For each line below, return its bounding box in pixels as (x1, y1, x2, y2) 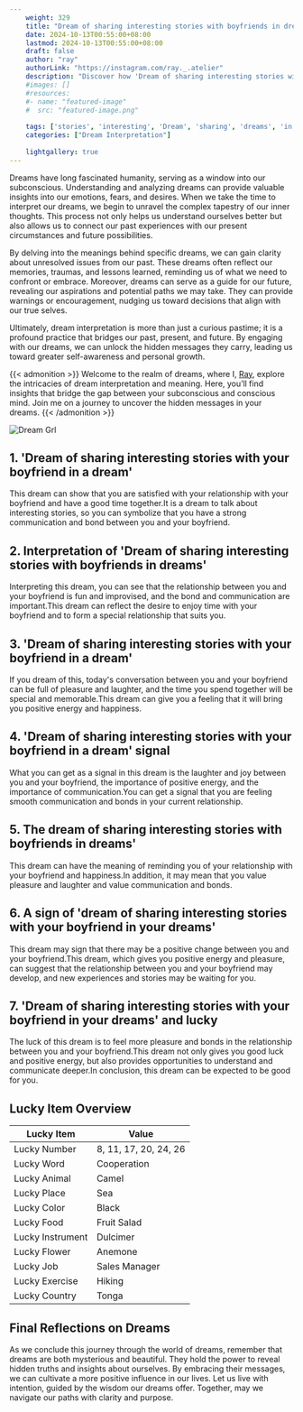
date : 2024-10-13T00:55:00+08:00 (25, 30, 151, 39)
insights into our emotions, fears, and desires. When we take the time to (9, 191, 277, 202)
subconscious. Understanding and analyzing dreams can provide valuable (9, 181, 285, 192)
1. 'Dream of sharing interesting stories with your (9, 450, 290, 466)
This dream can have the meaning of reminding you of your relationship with (9, 860, 293, 871)
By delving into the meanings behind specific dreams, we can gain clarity (9, 247, 281, 258)
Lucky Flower (14, 1246, 71, 1259)
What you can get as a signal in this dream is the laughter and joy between (9, 767, 287, 778)
